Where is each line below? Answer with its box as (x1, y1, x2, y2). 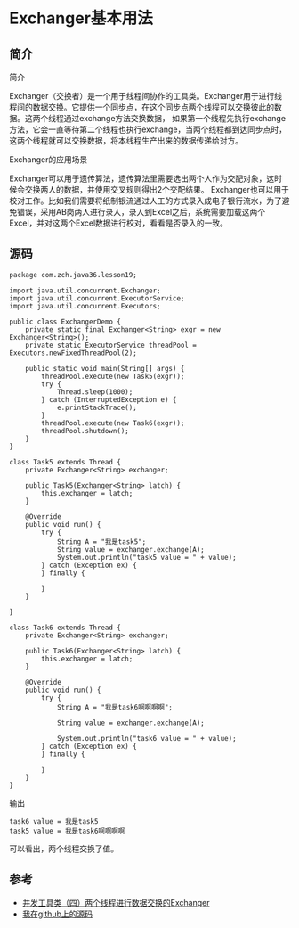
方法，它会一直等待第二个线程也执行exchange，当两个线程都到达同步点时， (9, 124, 287, 135)
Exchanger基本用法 (9, 8, 154, 29)
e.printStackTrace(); (56, 403, 138, 412)
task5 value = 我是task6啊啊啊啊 (9, 826, 125, 835)
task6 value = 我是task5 (9, 817, 99, 825)
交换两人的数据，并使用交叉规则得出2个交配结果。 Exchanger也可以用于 (24, 185, 289, 194)
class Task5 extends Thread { (9, 457, 122, 466)
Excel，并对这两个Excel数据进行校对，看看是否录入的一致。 (9, 218, 229, 228)
